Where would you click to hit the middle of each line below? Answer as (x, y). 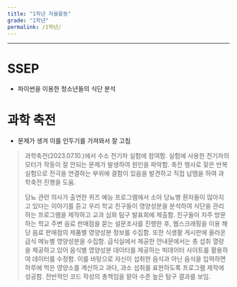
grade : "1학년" (28, 20)
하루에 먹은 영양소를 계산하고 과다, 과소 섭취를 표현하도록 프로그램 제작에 (124, 268)
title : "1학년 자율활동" (39, 14)
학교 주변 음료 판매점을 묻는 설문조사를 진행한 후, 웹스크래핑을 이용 (129, 224)
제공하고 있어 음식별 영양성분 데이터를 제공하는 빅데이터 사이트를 (121, 250)
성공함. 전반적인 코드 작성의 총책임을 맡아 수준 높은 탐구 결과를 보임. (117, 276)
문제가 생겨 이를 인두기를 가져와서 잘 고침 (74, 141)
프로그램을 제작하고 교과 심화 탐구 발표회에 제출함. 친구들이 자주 (125, 215)
